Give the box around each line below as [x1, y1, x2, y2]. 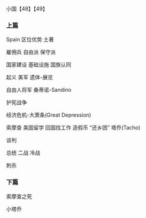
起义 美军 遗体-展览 [6, 73, 53, 81]
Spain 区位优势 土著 [6, 36, 54, 43]
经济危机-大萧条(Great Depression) [6, 111, 92, 118]
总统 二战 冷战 [6, 149, 40, 156]
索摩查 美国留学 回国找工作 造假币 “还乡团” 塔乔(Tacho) [6, 124, 141, 132]
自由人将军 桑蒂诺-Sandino [6, 86, 72, 94]
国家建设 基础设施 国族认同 [6, 61, 72, 68]
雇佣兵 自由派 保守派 [6, 49, 56, 56]
